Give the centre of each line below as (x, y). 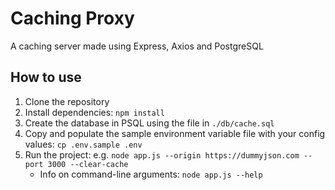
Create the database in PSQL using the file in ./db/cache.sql (149, 123)
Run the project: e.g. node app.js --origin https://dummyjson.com (162, 154)
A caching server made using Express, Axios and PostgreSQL (137, 46)
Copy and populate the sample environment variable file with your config (175, 133)
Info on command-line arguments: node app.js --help (151, 174)
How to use (46, 77)
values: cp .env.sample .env (83, 144)
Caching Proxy (72, 18)
